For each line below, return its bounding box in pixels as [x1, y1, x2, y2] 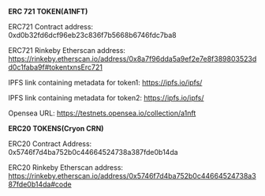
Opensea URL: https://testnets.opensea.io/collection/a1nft [8, 108, 196, 118]
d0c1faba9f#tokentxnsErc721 [8, 62, 103, 72]
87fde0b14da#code [8, 179, 73, 189]
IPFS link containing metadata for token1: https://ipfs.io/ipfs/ [8, 78, 203, 87]
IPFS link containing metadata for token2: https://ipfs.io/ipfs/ [8, 93, 204, 102]
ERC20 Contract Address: [8, 139, 92, 149]
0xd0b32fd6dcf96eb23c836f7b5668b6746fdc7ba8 [8, 31, 177, 40]
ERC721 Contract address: [8, 22, 93, 31]
